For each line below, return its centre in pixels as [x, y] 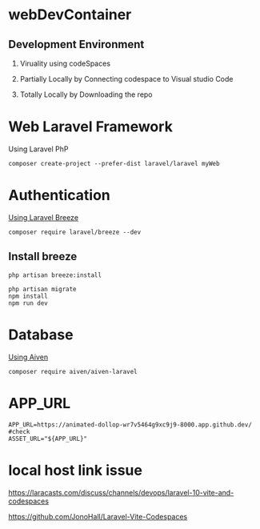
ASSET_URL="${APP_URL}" [48, 439]
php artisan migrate [43, 289]
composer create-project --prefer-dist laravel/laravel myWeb [114, 163]
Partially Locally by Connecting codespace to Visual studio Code [126, 79]
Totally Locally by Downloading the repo [86, 94]
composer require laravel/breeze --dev [75, 232]
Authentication [59, 196]
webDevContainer [70, 15]
